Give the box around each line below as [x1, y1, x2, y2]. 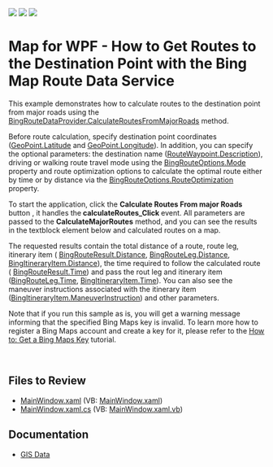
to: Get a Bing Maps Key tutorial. [8, 334, 116, 344]
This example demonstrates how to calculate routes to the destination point [8, 98, 261, 108]
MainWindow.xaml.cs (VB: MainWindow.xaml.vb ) [19, 404, 184, 414]
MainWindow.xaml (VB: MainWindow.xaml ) [19, 395, 163, 405]
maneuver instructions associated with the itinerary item [8, 284, 197, 294]
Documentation [8, 428, 89, 442]
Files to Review [8, 374, 87, 388]
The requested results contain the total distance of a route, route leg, [8, 241, 240, 251]
